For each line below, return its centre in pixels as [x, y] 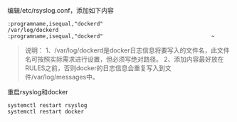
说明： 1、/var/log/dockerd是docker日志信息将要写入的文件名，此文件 [127, 50]
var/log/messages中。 [66, 77]
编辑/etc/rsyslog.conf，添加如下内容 [60, 10]
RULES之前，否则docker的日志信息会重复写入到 [95, 68]
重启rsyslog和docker [38, 92]
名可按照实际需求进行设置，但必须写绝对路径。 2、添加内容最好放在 [124, 59]
